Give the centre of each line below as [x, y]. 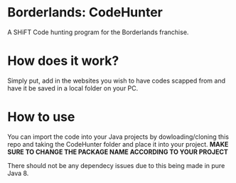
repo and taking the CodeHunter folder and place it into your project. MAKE [118, 144]
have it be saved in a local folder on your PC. [73, 88]
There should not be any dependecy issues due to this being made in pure [116, 165]
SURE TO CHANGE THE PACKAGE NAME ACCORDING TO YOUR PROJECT [118, 152]
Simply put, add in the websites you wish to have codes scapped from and [117, 80]
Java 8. [18, 173]
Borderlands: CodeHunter [85, 12]
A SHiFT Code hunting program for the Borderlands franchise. [98, 32]
